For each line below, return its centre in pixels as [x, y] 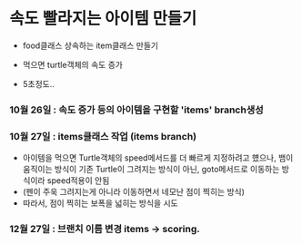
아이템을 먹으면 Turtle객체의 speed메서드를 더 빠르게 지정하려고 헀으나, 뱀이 [158, 158]
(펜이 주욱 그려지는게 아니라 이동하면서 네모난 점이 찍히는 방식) [134, 192]
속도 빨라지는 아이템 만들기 [103, 19]
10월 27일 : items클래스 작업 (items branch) [103, 136]
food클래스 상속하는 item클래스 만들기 [91, 45]
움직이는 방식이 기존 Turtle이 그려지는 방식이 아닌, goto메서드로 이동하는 [151, 170]
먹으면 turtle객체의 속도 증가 [72, 64]
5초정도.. [38, 83]
